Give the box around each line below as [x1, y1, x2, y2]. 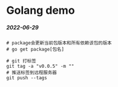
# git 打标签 [6, 58, 36, 64]
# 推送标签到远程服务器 [6, 70, 57, 76]
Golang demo [6, 4, 75, 17]
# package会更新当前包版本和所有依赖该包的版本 [6, 40, 112, 46]
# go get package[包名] [6, 46, 65, 53]
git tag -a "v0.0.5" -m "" [6, 64, 74, 70]
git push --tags [6, 75, 47, 81]
